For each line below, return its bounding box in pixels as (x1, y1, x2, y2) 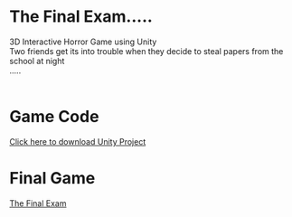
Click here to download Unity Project (9, 136, 146, 146)
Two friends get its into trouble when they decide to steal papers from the (9, 45, 284, 56)
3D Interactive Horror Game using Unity (9, 36, 157, 47)
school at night (9, 55, 65, 66)
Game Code (9, 107, 99, 127)
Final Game (9, 168, 96, 189)
